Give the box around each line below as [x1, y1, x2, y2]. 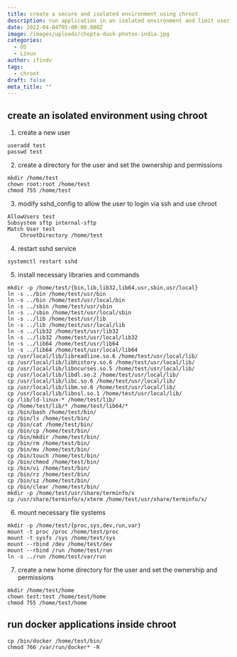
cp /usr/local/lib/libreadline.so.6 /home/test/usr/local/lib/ [7, 353, 199, 360]
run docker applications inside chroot [7, 619, 177, 631]
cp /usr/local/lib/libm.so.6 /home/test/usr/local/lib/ [7, 384, 176, 391]
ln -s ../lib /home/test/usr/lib [7, 316, 106, 323]
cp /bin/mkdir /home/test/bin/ [7, 434, 100, 441]
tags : [7, 63, 23, 70]
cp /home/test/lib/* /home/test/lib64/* [7, 402, 129, 410]
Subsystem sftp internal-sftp [7, 220, 97, 227]
